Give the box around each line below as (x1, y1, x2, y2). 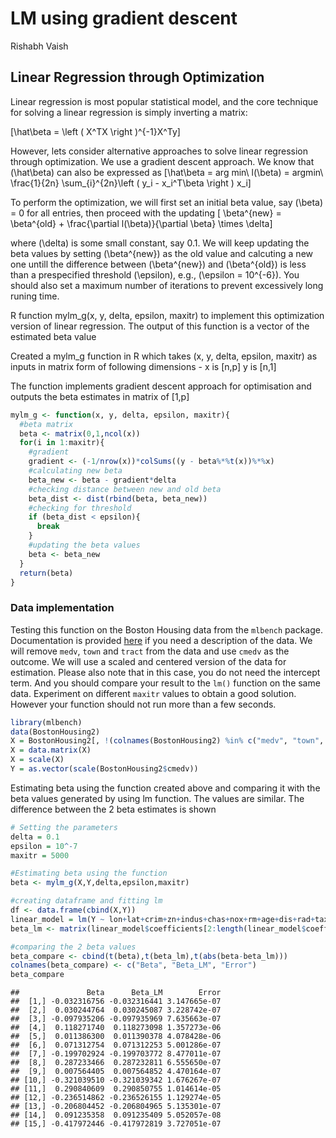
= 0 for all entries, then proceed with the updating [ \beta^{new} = (10, 207, 282, 219)
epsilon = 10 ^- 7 (10, 841, 78, 851)
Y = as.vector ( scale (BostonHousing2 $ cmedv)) (10, 764, 199, 774)
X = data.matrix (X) (10, 745, 92, 756)
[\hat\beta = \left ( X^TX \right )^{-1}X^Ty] (10, 125, 181, 137)
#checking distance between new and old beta (28, 484, 222, 494)
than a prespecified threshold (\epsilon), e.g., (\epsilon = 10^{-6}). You (10, 268, 300, 281)
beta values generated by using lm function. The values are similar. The (10, 792, 305, 804)
